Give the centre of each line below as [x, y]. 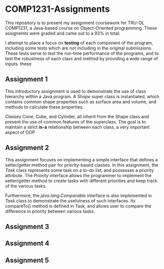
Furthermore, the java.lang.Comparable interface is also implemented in [79, 195]
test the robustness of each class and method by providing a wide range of [82, 58]
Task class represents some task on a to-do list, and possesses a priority [80, 170]
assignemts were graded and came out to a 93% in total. [63, 33]
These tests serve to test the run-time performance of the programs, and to [82, 53]
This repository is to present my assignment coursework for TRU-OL [75, 23]
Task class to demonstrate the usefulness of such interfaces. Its [70, 200]
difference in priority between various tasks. [50, 211]
